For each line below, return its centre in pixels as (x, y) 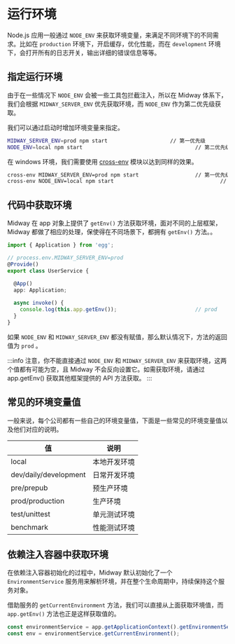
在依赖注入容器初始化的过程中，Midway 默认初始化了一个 (90, 573)
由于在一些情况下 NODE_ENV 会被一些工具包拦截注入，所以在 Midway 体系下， (117, 95)
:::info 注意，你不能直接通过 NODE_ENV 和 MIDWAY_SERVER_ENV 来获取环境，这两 (117, 360)
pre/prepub (29, 488)
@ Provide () (23, 264)
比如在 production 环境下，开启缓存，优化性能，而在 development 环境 (120, 43)
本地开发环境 (114, 462)
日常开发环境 (114, 475)
